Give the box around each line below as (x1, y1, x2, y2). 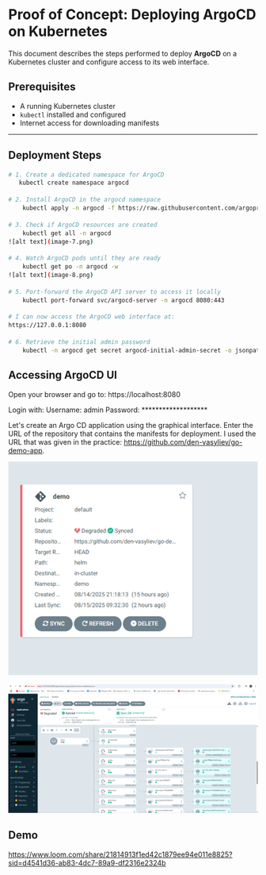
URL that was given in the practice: (8, 437, 123, 446)
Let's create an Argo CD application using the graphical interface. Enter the (8, 420, 253, 430)
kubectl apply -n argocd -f (22, 204, 115, 212)
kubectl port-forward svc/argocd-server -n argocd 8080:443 (22, 296, 225, 304)
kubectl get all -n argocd (22, 229, 112, 237)
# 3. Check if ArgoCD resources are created (8, 221, 158, 229)
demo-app (8, 445, 43, 455)
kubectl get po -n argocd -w (22, 263, 119, 271)
